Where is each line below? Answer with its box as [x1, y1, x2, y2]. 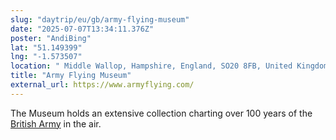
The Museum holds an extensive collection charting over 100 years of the [10, 107, 313, 119]
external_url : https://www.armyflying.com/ [10, 80, 195, 90]
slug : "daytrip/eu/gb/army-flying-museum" [10, 14, 190, 25]
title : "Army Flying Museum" [10, 71, 132, 81]
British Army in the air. [10, 117, 102, 130]
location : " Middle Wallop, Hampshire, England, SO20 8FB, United [10, 61, 293, 71]
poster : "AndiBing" [10, 33, 92, 43]
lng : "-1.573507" [10, 52, 83, 62]
